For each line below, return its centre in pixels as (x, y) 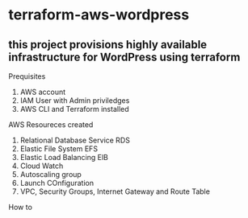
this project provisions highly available (108, 45)
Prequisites (27, 76)
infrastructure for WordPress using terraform (124, 57)
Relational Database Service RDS (75, 140)
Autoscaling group (51, 174)
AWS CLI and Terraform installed (74, 109)
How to (20, 207)
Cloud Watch (42, 166)
